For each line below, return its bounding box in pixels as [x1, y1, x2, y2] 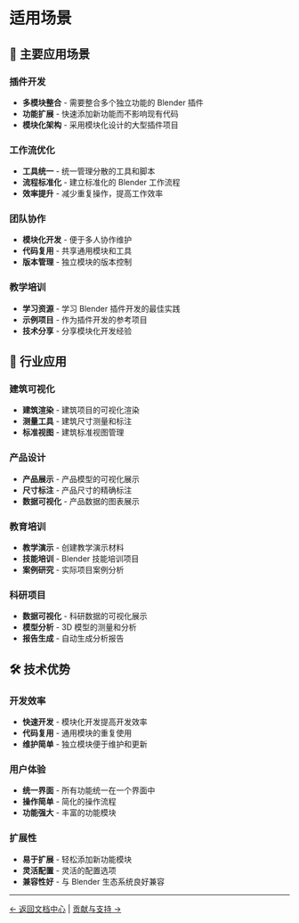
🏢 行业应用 [9, 354, 67, 370]
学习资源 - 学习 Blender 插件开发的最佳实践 [21, 303, 181, 314]
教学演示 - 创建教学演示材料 [21, 543, 125, 553]
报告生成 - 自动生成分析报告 [21, 633, 125, 644]
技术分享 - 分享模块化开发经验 [21, 325, 133, 336]
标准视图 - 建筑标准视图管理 [21, 427, 125, 437]
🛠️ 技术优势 [9, 661, 71, 677]
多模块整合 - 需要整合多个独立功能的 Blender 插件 [21, 97, 204, 108]
